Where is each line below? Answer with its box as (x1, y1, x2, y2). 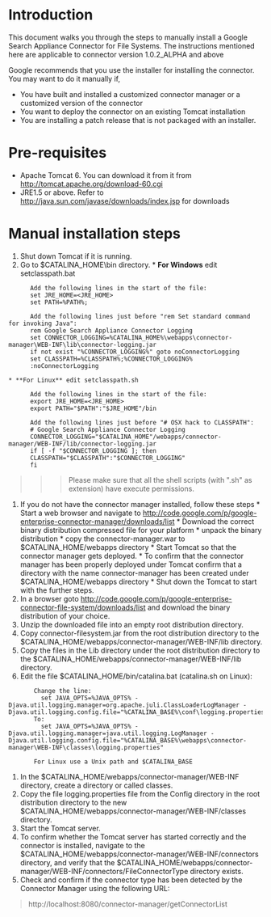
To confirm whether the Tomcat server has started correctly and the (19, 831, 247, 842)
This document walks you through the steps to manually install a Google (8, 32, 248, 42)
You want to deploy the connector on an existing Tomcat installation (19, 107, 246, 116)
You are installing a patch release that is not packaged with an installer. (19, 115, 256, 125)
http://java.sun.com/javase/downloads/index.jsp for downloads (19, 196, 230, 205)
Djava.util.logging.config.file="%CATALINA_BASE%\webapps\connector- (8, 736, 248, 745)
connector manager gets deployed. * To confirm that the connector (19, 551, 244, 560)
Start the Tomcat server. (19, 823, 101, 833)
